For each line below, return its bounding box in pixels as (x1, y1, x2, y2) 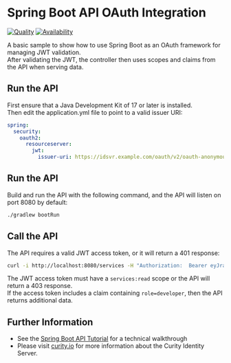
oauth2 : (19, 134, 41, 142)
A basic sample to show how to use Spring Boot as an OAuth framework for (7, 41, 221, 49)
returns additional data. (7, 296, 74, 305)
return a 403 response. (7, 282, 73, 290)
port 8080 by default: (7, 198, 68, 206)
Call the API (7, 230, 58, 242)
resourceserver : (25, 141, 72, 148)
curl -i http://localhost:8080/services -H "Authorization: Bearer (7, 262, 208, 269)
